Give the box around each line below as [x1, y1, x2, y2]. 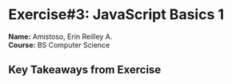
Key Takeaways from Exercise [8, 63, 162, 77]
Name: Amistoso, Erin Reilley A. [8, 32, 113, 41]
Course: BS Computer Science [8, 40, 110, 49]
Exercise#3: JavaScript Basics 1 [8, 6, 225, 24]
